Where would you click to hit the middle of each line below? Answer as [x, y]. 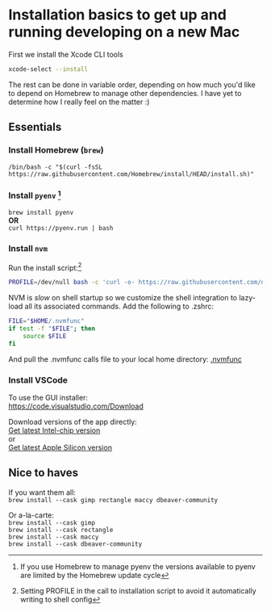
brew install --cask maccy [54, 537]
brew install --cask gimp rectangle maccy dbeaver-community [113, 500]
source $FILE [45, 336]
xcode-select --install [48, 69]
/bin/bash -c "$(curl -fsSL [56, 167]
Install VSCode [38, 379]
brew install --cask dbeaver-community [75, 544]
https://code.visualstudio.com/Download [76, 406]
